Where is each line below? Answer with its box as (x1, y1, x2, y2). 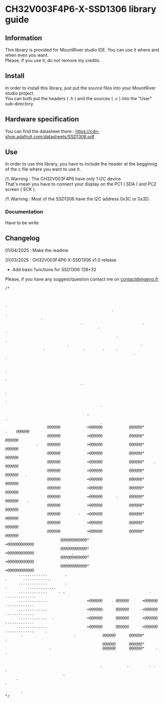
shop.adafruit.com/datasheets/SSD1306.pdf (5, 133, 95, 139)
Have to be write (5, 220, 39, 226)
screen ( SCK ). (5, 186, 36, 192)
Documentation (5, 208, 43, 215)
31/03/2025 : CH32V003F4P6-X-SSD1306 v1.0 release (5, 257, 117, 263)
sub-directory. (5, 101, 35, 107)
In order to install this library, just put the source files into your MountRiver (5, 85, 156, 91)
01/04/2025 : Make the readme (5, 247, 68, 253)
